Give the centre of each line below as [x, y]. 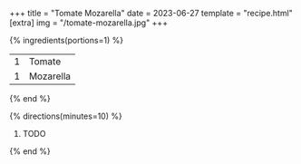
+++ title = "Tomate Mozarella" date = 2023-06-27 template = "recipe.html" [151, 13]
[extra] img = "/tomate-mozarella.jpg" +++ [89, 23]
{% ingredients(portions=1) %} [67, 40]
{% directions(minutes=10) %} [66, 116]
